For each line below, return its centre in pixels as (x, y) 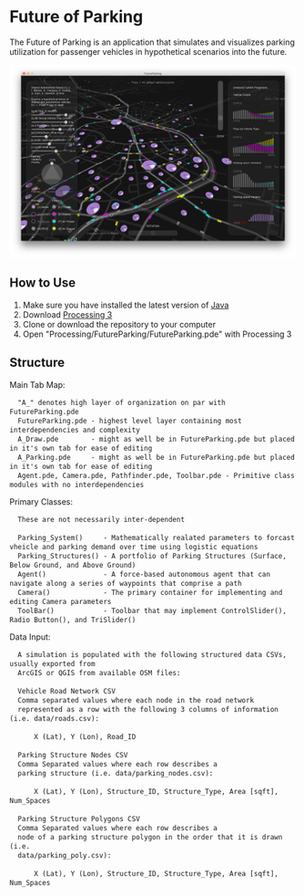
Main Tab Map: (37, 384)
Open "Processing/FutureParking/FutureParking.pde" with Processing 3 (157, 334)
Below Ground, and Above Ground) (73, 565)
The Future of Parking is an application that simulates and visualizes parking (152, 42)
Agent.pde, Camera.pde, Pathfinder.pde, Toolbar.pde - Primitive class (157, 475)
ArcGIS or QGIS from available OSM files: (99, 672)
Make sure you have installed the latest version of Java (126, 305)
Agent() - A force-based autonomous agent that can (144, 574)
